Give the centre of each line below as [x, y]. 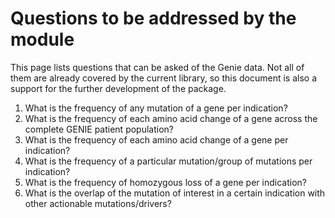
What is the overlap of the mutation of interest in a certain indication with [175, 193]
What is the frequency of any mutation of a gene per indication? [156, 108]
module [42, 39]
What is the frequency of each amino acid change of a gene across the [171, 118]
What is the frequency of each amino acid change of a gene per [156, 139]
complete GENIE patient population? [99, 129]
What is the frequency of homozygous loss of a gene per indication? [165, 182]
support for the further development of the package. [118, 88]
